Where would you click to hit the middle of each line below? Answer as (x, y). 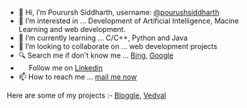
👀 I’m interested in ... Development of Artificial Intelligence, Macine (129, 21)
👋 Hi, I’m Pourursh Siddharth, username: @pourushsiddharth (119, 12)
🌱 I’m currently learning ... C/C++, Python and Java (103, 38)
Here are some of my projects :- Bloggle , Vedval (86, 95)
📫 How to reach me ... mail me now (78, 77)
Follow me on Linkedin (66, 68)
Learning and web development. (72, 29)
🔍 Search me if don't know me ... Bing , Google (96, 55)
